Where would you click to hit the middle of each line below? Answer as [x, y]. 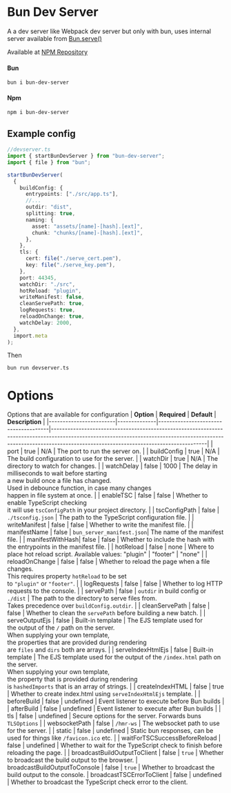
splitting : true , [50, 214]
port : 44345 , [38, 277]
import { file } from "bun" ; [49, 162]
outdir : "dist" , [49, 207]
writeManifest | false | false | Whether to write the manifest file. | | [101, 525]
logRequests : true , [48, 310]
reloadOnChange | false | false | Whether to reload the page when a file [109, 562]
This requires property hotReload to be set [67, 576]
